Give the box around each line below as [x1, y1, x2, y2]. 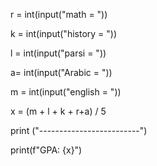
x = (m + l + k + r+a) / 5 [10, 105, 107, 117]
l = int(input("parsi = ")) [10, 47, 107, 59]
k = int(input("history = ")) [10, 28, 118, 39]
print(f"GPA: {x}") [10, 144, 83, 156]
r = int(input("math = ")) [10, 9, 108, 20]
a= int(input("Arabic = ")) [10, 67, 113, 78]
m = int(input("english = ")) [10, 86, 122, 98]
